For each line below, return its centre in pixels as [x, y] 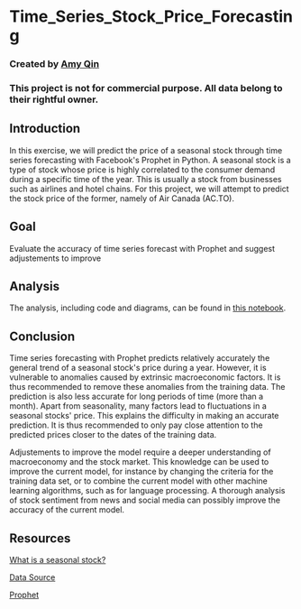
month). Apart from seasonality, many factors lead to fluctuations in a [138, 406]
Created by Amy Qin [55, 64]
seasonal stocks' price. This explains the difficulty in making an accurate [144, 416]
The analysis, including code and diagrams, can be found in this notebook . [148, 308]
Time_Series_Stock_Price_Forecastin [151, 17]
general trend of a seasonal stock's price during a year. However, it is [138, 368]
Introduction [45, 129]
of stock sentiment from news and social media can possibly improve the [145, 500]
